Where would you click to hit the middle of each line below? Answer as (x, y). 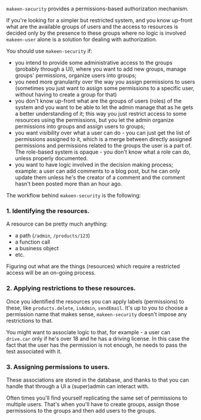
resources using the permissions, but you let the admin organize (94, 120)
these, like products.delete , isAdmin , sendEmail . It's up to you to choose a (97, 308)
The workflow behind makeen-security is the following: (73, 195)
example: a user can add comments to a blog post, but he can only (97, 171)
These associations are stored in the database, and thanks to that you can (97, 380)
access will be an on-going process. (51, 273)
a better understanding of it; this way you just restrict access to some (101, 114)
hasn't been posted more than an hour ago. (68, 184)
